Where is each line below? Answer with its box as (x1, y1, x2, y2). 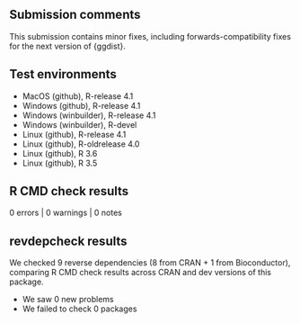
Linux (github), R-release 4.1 (22, 129, 127, 139)
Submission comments (9, 7, 141, 22)
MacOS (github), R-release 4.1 (22, 90, 134, 102)
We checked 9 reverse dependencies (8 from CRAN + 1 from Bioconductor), (9, 257, 291, 268)
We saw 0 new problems (22, 294, 114, 305)
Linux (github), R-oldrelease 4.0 (22, 139, 140, 149)
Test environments (9, 67, 117, 82)
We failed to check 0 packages (22, 303, 137, 314)
